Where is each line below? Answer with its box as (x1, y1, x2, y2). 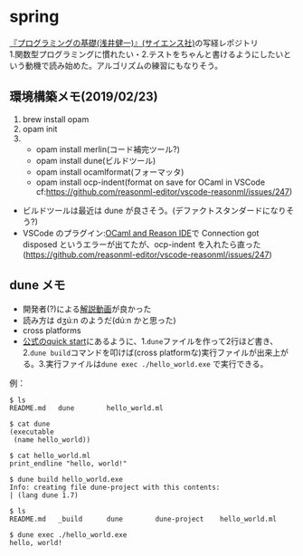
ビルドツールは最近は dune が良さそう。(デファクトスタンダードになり (22, 205, 287, 216)
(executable (9, 427, 54, 436)
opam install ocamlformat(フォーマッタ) (35, 166, 185, 177)
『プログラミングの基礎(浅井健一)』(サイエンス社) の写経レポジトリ (9, 37, 260, 48)
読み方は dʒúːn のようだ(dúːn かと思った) (22, 314, 176, 325)
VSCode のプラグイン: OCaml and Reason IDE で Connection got (22, 227, 260, 238)
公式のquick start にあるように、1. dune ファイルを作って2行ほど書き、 (22, 335, 279, 346)
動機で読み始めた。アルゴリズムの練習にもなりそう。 (24, 60, 223, 71)
